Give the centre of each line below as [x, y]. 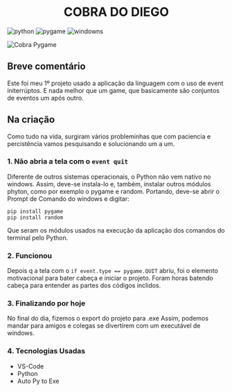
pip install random [35, 217]
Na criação [31, 119]
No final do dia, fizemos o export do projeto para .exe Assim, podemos [108, 319]
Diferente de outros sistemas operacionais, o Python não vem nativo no [109, 177]
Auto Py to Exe [38, 381]
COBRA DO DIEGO [116, 12]
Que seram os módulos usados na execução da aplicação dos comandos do [116, 230]
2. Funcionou [30, 256]
